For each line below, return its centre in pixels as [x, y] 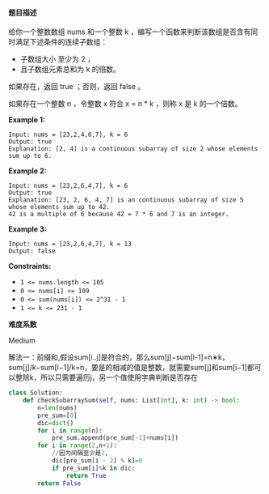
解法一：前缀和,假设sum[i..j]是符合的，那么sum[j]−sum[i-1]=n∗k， [119, 357]
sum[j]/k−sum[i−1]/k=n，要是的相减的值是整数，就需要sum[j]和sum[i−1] [128, 368]
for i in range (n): [70, 430]
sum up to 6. [30, 156]
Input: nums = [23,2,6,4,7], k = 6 [68, 186]
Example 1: [27, 120]
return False [59, 483]
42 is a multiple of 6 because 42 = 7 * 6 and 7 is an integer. [119, 215]
